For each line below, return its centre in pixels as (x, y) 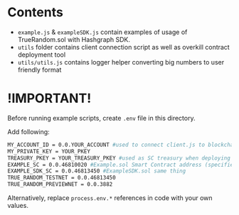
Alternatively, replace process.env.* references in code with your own (110, 198)
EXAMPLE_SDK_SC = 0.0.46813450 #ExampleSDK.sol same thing (97, 171)
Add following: (28, 131)
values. (18, 205)
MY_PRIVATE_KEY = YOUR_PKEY (49, 151)
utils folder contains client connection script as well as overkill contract (123, 47)
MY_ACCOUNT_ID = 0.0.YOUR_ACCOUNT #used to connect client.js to (106, 145)
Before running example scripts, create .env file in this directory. (101, 118)
